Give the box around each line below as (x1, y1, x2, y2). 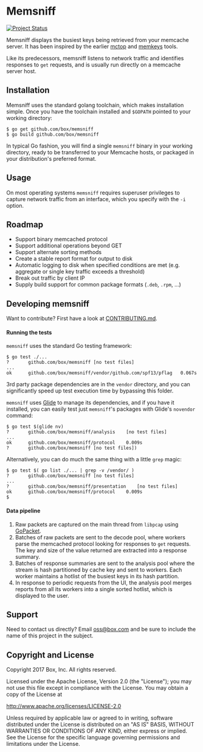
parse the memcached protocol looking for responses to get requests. (15, 540, 191, 547)
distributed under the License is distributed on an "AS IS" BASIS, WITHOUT (6, 721, 194, 728)
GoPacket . (15, 527, 41, 534)
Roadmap (6, 219, 44, 230)
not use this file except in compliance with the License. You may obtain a (6, 684, 188, 692)
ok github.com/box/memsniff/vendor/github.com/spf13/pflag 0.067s (6, 370, 198, 376)
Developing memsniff (6, 299, 90, 309)
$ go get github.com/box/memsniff (6, 126, 94, 132)
